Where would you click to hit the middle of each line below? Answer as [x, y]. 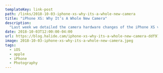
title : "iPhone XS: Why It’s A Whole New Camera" [56, 18]
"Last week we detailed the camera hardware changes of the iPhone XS [82, 27]
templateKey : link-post [29, 9]
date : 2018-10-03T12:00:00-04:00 [39, 32]
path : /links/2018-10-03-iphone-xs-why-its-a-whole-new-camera [70, 14]
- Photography [24, 63]
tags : [10, 45]
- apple [17, 54]
